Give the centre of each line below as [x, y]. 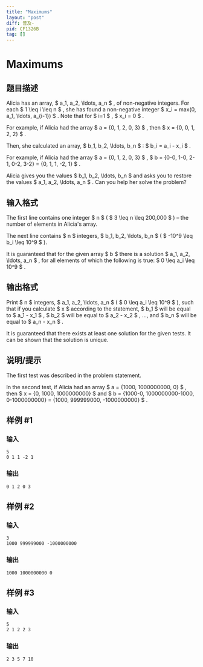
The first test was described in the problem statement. [74, 375]
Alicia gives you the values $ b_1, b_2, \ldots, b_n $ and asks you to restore [99, 176]
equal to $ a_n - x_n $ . [35, 321]
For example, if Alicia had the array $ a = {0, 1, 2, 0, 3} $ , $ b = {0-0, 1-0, [97, 157]
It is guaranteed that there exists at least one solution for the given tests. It [99, 333]
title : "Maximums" [29, 12]
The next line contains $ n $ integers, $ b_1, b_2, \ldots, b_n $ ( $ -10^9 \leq [100, 235]
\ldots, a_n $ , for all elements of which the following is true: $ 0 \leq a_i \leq [101, 260]
